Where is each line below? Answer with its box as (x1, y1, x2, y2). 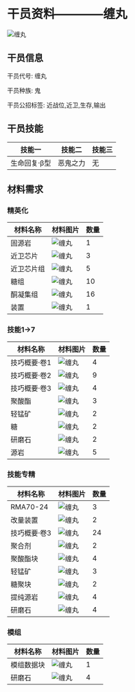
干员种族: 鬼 (7, 86, 41, 95)
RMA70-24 (10, 502, 49, 511)
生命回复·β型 (10, 158, 51, 168)
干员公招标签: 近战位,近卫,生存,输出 (7, 101, 106, 109)
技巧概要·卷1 (10, 358, 51, 367)
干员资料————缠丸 (7, 6, 128, 22)
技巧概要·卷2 (10, 371, 51, 380)
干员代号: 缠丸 (7, 71, 47, 79)
